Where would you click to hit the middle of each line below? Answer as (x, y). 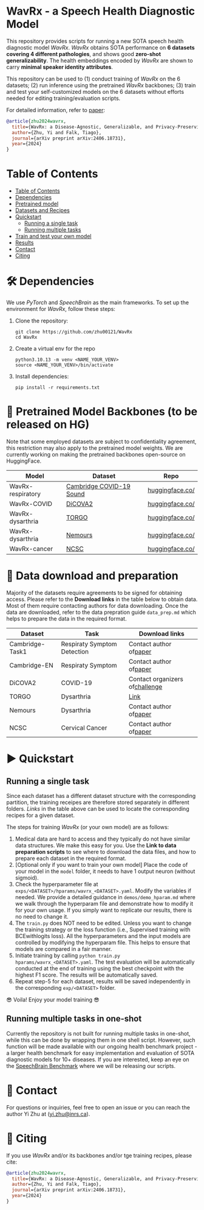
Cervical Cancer (84, 728)
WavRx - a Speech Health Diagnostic (101, 11)
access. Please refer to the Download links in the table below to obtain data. (102, 599)
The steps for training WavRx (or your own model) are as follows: (88, 827)
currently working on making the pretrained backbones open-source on (96, 454)
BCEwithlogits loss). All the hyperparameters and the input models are (103, 936)
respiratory (25, 494)
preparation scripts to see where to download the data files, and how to (105, 852)
